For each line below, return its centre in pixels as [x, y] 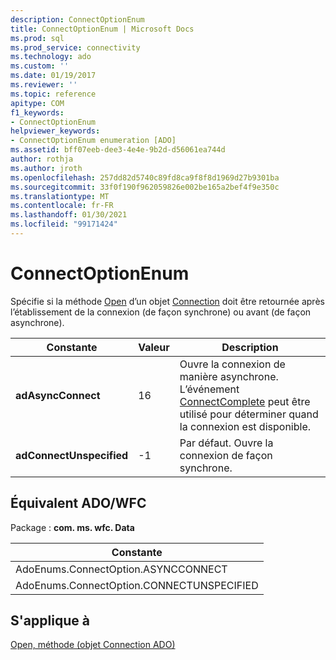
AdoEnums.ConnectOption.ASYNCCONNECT [121, 569]
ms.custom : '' [40, 66]
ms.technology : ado [51, 57]
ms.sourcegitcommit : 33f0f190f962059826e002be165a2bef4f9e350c [145, 187]
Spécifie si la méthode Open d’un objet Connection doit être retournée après [167, 301]
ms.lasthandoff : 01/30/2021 [69, 215]
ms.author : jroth [46, 168]
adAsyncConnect [58, 395]
